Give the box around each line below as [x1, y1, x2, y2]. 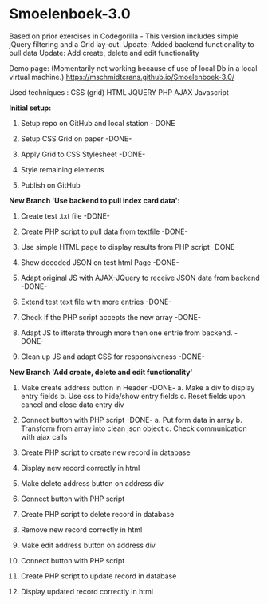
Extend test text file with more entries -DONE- [20, 297, 172, 306]
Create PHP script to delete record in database [20, 509, 175, 519]
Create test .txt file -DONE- [20, 211, 111, 220]
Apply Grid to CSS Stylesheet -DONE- [20, 149, 146, 159]
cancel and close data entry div [20, 400, 124, 409]
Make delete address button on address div [20, 478, 164, 488]
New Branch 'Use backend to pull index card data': [9, 195, 180, 205]
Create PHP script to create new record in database [20, 448, 191, 457]
